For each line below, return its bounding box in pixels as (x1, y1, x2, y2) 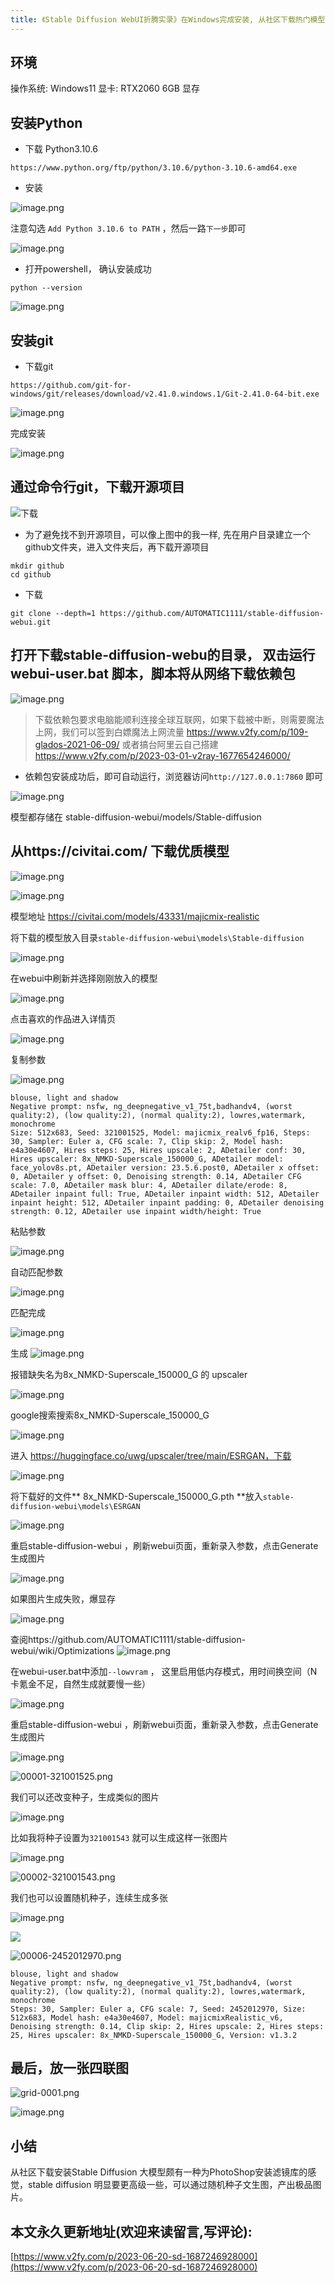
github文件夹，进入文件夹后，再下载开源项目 (24, 541, 210, 553)
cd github (10, 569, 52, 580)
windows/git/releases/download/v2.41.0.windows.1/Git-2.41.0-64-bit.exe (10, 389, 320, 400)
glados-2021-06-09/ (34, 738, 120, 750)
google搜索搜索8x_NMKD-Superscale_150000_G (10, 1409, 210, 1421)
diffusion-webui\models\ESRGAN (10, 1501, 141, 1511)
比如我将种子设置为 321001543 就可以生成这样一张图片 (10, 1831, 229, 1843)
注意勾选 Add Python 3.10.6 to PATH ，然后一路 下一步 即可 (10, 222, 247, 235)
